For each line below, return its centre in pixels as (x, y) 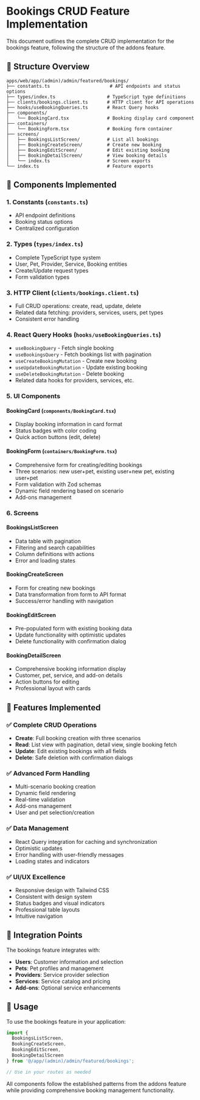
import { (17, 1033)
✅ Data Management (37, 829)
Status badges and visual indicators (60, 903)
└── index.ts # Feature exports (80, 166)
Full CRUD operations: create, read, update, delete (78, 306)
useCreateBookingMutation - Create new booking (76, 361)
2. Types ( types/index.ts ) (45, 244)
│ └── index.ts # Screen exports (78, 161)
